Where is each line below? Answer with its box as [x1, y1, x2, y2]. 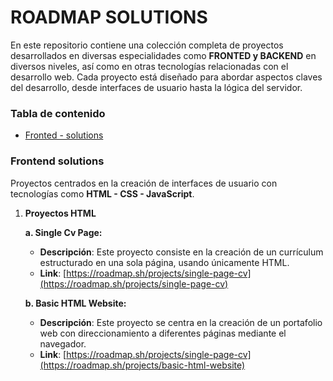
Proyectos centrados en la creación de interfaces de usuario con [10, 177, 278, 189]
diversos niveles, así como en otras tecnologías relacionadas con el [10, 60, 289, 72]
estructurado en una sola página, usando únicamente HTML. [39, 256, 290, 268]
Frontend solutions [10, 154, 105, 168]
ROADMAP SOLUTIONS [10, 6, 208, 29]
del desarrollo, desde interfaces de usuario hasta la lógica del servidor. [10, 81, 303, 93]
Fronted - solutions [24, 129, 104, 141]
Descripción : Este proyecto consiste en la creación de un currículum [39, 246, 324, 258]
